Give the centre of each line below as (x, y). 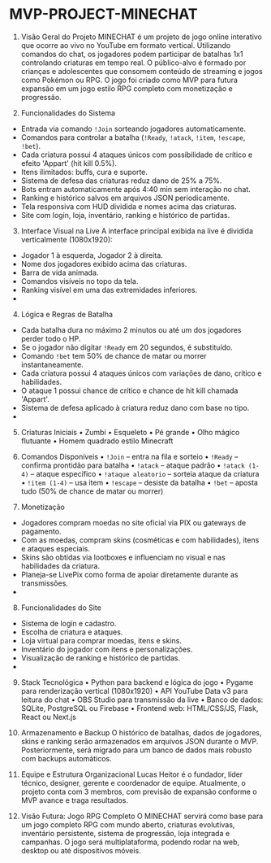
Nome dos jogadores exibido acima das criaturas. (104, 264)
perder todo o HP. (51, 338)
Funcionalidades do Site (61, 608)
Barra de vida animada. (60, 272)
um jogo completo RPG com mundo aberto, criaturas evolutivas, (128, 824)
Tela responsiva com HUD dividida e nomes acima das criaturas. (129, 206)
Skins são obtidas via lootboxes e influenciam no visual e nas (123, 557)
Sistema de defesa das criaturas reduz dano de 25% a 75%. (121, 181)
